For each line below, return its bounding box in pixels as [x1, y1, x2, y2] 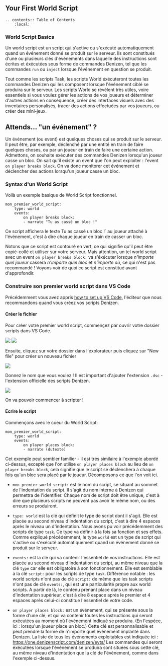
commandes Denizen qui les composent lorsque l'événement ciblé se [5, 82, 149, 88]
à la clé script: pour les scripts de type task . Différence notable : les [12, 570, 155, 576]
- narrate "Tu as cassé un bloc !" [23, 219, 98, 225]
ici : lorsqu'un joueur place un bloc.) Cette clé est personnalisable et [12, 623, 154, 629]
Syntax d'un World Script [5, 181, 68, 188]
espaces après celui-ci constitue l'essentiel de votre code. [12, 597, 134, 603]
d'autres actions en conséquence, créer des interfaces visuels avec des [5, 98, 154, 104]
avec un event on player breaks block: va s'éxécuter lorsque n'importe [5, 254, 154, 260]
